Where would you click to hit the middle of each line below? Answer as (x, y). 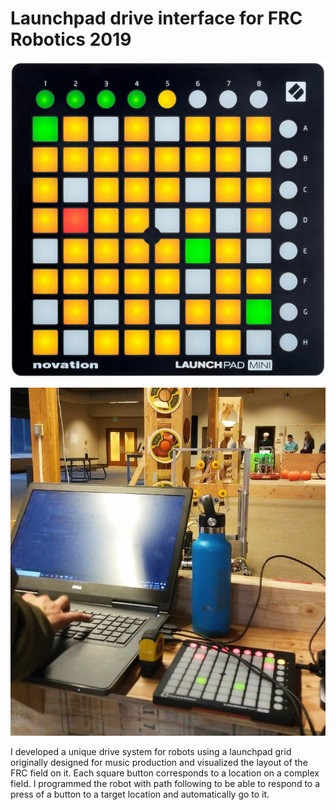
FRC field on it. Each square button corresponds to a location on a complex (165, 773)
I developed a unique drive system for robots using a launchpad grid (151, 752)
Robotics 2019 (71, 39)
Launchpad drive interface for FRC (156, 18)
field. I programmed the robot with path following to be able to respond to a (165, 784)
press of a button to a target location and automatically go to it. (140, 794)
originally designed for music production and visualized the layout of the (159, 763)
